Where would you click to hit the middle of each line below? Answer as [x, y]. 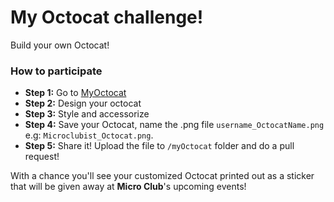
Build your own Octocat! [60, 45]
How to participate [56, 71]
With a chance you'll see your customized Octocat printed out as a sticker [162, 176]
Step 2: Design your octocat [83, 103]
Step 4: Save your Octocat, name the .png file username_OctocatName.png [174, 125]
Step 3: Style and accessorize [87, 114]
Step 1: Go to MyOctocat [75, 93]
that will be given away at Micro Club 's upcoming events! [128, 187]
